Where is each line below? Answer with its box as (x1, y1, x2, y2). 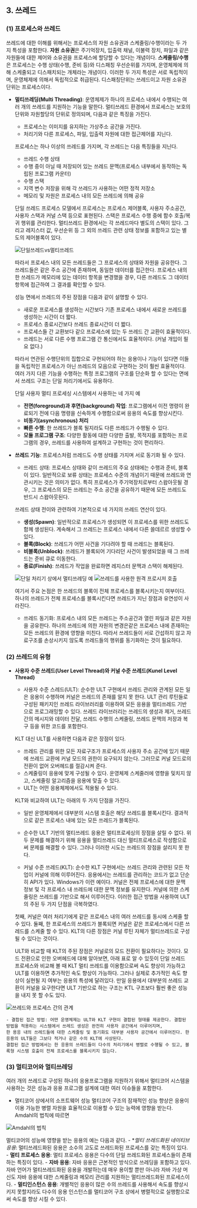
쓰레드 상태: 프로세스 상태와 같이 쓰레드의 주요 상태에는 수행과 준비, (23, 464, 178, 471)
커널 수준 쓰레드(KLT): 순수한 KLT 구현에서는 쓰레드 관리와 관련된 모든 (23, 864, 184, 871)
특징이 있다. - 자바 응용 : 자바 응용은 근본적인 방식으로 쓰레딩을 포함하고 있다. (16, 1159, 192, 1166)
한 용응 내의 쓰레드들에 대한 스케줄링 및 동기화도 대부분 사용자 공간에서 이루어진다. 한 (6, 1029, 189, 1035)
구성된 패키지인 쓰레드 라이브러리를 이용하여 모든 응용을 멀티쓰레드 (23, 700, 176, 707)
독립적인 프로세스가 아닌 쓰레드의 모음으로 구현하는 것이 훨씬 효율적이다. (21, 362, 186, 369)
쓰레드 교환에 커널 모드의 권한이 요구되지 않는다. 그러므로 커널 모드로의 (29, 755, 192, 762)
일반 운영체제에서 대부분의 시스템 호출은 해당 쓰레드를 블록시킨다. (23, 809, 173, 816)
